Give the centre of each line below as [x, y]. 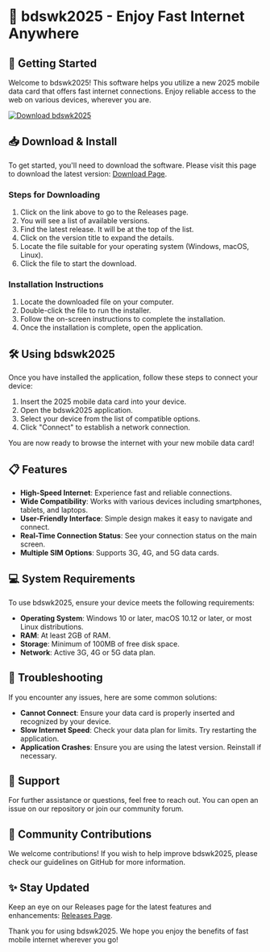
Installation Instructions [56, 285]
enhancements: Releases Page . [60, 916]
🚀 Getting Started [53, 63]
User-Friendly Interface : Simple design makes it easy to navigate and [136, 518]
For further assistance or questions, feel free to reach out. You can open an [133, 800]
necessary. [38, 755]
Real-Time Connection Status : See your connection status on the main [138, 536]
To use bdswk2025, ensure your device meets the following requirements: [132, 602]
